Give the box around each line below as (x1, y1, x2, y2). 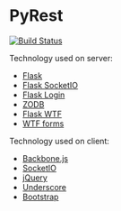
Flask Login (22, 89, 65, 100)
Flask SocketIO (22, 79, 79, 90)
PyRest (9, 5, 64, 26)
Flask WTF (22, 108, 63, 119)
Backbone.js (22, 152, 69, 163)
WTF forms (22, 118, 65, 129)
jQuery (22, 172, 48, 183)
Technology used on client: (9, 135, 109, 146)
